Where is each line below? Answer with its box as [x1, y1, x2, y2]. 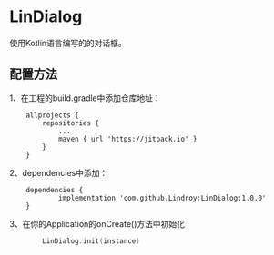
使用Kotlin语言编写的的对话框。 [9, 37, 127, 48]
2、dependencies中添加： [9, 167, 108, 178]
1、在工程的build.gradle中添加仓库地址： [9, 93, 161, 103]
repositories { [42, 118, 100, 128]
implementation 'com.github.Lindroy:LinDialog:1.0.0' [57, 193, 267, 202]
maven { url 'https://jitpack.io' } [57, 134, 198, 143]
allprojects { [25, 111, 79, 120]
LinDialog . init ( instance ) [42, 236, 141, 246]
